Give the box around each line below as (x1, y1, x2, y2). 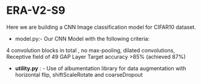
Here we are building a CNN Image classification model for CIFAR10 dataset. (6, 23, 196, 31)
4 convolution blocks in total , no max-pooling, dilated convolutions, (6, 46, 176, 54)
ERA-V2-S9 (6, 4, 65, 17)
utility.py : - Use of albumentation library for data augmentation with (15, 64, 186, 72)
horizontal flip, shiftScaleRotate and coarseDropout (15, 71, 143, 78)
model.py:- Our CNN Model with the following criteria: (15, 35, 150, 42)
